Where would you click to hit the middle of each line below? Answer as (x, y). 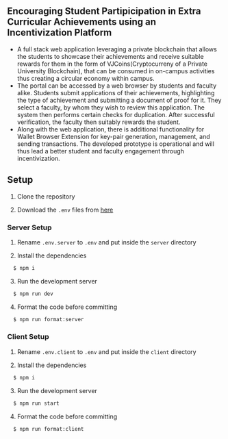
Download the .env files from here (65, 210)
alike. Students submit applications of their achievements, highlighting (116, 92)
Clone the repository (46, 196)
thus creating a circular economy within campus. (86, 78)
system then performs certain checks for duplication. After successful (116, 114)
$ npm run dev (33, 294)
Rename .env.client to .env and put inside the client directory (106, 351)
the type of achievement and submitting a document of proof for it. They (119, 100)
